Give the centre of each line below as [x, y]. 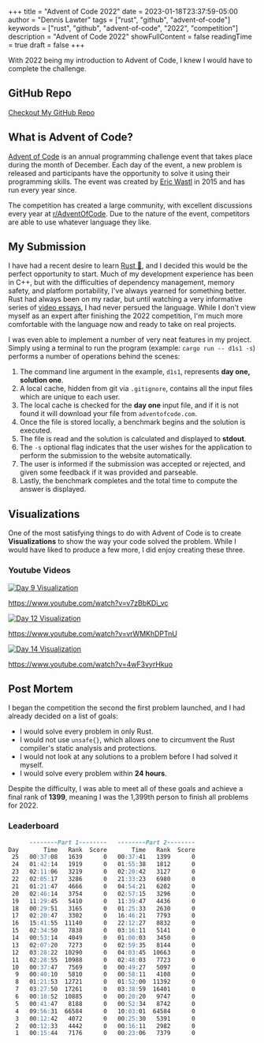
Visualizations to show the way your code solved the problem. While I [122, 542]
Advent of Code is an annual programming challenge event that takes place [130, 156]
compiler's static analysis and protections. [88, 748]
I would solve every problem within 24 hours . [93, 774]
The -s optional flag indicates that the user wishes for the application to [136, 447]
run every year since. [43, 189]
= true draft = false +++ [46, 45]
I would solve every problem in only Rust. [86, 732]
